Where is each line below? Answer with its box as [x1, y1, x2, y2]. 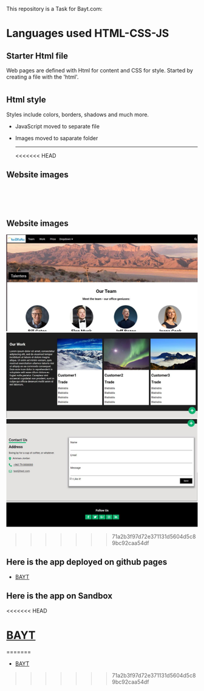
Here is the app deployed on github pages [6, 557, 168, 567]
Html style [6, 94, 47, 105]
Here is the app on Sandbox [6, 591, 113, 602]
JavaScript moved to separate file [15, 122, 100, 130]
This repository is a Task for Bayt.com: [6, 5, 103, 12]
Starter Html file [6, 51, 69, 61]
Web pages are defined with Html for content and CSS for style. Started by [6, 67, 193, 74]
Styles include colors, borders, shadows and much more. [6, 111, 149, 118]
